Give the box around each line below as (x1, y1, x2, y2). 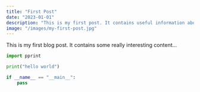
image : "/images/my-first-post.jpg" (6, 25, 97, 31)
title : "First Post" (6, 8, 58, 15)
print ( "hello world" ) (6, 64, 60, 70)
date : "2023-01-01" (6, 14, 55, 20)
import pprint (6, 53, 42, 59)
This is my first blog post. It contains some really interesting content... (6, 42, 177, 49)
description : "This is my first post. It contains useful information (6, 20, 185, 26)
